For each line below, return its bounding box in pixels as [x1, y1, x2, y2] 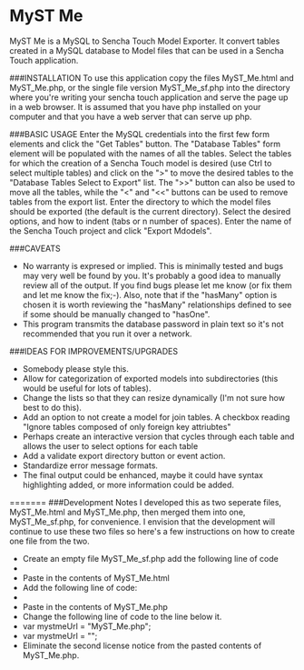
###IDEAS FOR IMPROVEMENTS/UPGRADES [9, 345, 179, 356]
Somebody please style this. [22, 363, 129, 374]
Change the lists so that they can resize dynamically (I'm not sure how [22, 392, 286, 403]
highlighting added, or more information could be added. [22, 479, 234, 490]
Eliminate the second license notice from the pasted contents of [22, 640, 262, 651]
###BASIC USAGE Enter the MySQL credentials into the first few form [9, 128, 270, 139]
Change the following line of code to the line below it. [22, 611, 222, 622]
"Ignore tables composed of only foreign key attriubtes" [22, 421, 231, 432]
